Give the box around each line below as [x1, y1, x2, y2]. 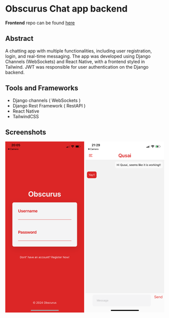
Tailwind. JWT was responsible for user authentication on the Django [5, 64, 149, 70]
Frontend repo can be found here [5, 20, 75, 26]
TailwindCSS [12, 113, 39, 119]
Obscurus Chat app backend [5, 3, 128, 15]
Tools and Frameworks [5, 84, 79, 92]
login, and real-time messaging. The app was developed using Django [5, 53, 151, 59]
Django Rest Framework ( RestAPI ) [12, 102, 86, 109]
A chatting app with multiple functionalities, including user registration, [5, 47, 152, 54]
